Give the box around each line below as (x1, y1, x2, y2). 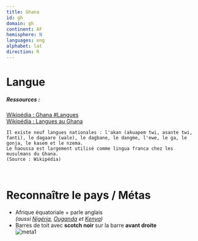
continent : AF (6, 26, 43, 32)
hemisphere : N (6, 32, 43, 38)
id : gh (6, 15, 23, 21)
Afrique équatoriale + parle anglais (15, 209, 103, 216)
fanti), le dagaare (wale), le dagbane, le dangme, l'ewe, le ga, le (6, 135, 188, 141)
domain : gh (6, 20, 34, 26)
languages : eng (6, 37, 45, 43)
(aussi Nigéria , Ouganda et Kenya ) (15, 215, 103, 222)
